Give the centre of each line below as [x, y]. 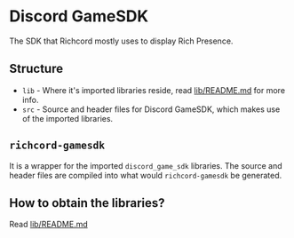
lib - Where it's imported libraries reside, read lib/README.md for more [154, 90]
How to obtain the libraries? [87, 203]
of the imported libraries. [68, 118]
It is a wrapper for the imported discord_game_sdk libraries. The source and [146, 165]
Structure [36, 69]
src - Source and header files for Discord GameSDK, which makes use [151, 109]
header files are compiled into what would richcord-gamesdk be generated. [146, 175]
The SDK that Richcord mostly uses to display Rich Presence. [121, 41]
